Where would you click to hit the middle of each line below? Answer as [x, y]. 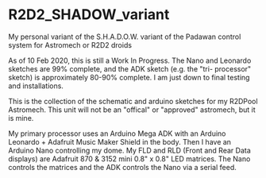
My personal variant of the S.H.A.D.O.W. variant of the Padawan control [125, 37]
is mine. [21, 118]
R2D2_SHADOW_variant [89, 15]
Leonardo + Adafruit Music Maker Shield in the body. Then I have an [120, 141]
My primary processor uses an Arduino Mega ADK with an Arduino [117, 133]
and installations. [36, 86]
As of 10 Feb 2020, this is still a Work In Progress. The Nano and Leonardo [130, 60]
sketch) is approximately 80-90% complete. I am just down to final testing [129, 77]
